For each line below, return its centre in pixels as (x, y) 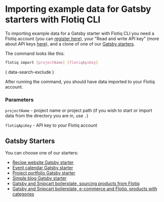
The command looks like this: (35, 53)
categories (23, 194)
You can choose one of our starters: (42, 152)
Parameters (19, 100)
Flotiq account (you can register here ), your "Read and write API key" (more (82, 39)
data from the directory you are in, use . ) (47, 116)
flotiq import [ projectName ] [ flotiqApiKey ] (52, 62)
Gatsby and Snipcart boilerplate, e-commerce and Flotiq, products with (85, 189)
